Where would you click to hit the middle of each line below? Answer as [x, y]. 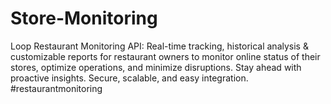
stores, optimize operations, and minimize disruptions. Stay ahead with [156, 67]
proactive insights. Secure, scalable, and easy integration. [129, 78]
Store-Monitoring [84, 18]
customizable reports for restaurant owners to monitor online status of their [165, 56]
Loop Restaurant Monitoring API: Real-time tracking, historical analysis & [159, 46]
